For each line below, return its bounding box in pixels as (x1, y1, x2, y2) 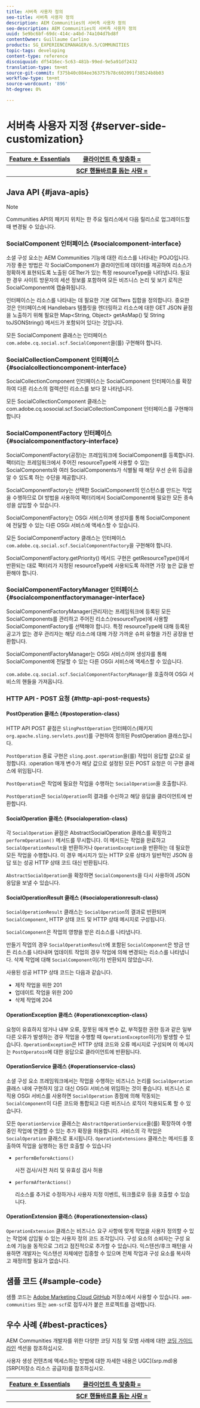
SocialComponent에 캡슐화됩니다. (6, 284, 87, 291)
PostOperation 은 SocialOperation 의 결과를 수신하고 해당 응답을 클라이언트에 (6, 792, 186, 800)
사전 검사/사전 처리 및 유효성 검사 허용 (14, 1166, 103, 1173)
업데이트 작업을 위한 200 (14, 989, 73, 996)
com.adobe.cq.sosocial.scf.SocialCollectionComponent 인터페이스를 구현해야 (6, 405, 193, 413)
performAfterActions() (14, 1179, 72, 1185)
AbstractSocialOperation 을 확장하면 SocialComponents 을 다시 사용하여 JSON (6, 872, 190, 879)
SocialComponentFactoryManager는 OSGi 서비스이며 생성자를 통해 (6, 650, 167, 657)
